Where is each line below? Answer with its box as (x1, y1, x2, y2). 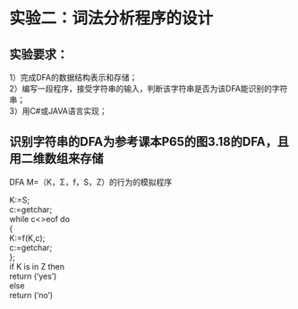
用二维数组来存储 (9, 151, 104, 167)
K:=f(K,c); (9, 232, 46, 243)
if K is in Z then (9, 261, 65, 271)
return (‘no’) (9, 289, 54, 300)
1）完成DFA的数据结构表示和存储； (9, 73, 138, 82)
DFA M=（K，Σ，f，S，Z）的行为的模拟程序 (9, 176, 173, 187)
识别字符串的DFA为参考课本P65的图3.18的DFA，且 (9, 134, 289, 150)
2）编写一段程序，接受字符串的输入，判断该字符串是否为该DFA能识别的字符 (9, 83, 288, 94)
